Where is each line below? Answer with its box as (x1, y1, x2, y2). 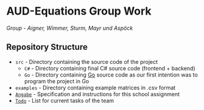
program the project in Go (24, 77, 90, 84)
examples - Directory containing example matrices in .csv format (15, 84, 176, 91)
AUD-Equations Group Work (6, 4, 152, 18)
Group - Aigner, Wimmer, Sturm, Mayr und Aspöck (6, 24, 133, 32)
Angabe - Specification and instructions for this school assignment (15, 90, 180, 98)
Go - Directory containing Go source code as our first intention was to (24, 71, 198, 78)
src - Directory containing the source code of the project (15, 58, 158, 65)
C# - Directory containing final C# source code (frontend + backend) (24, 64, 196, 72)
